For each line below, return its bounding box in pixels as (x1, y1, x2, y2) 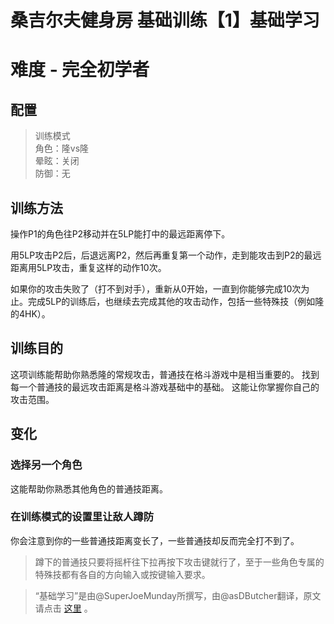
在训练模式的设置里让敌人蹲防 (10, 510, 155, 524)
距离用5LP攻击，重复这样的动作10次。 (10, 262, 167, 273)
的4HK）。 (10, 308, 51, 320)
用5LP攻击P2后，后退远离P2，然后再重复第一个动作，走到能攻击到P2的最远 (10, 249, 322, 261)
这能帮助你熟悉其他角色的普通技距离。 (10, 482, 168, 495)
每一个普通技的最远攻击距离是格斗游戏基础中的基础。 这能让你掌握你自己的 (10, 381, 320, 393)
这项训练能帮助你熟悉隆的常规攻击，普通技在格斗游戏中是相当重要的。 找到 (10, 368, 320, 380)
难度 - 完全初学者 (10, 59, 150, 81)
